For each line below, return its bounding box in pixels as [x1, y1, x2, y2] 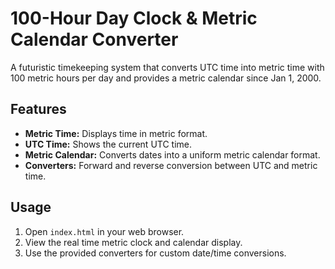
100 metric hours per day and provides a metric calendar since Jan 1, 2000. [10, 72, 322, 84]
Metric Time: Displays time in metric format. [24, 127, 208, 139]
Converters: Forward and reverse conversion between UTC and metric [24, 159, 318, 171]
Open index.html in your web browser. [24, 225, 185, 237]
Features [10, 101, 67, 118]
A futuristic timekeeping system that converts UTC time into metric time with [10, 61, 325, 73]
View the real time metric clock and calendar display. [24, 236, 243, 248]
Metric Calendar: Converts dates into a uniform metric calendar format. [24, 148, 321, 161]
